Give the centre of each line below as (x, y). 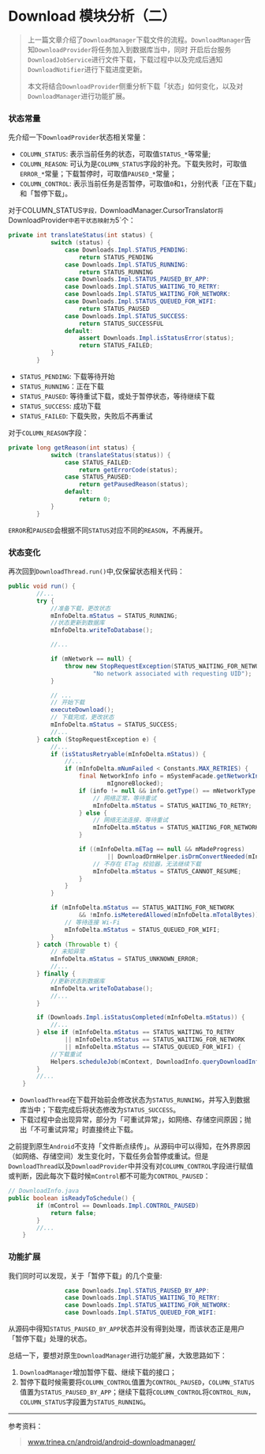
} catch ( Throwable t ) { (77, 945)
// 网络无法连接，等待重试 (131, 820)
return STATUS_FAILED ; (116, 346)
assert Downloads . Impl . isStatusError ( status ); (157, 338)
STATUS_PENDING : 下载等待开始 (67, 376)
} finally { (56, 974)
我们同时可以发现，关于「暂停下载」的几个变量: (86, 1275)
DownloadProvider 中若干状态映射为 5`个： (72, 220)
